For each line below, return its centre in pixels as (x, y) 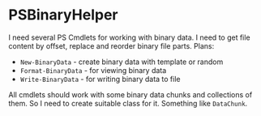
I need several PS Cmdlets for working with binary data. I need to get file (129, 37)
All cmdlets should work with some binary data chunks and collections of (130, 94)
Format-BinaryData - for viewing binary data (93, 70)
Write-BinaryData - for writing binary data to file (100, 79)
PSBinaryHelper (63, 15)
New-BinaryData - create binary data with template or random (122, 62)
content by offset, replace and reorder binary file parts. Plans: (111, 45)
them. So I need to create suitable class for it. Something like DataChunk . (128, 103)
